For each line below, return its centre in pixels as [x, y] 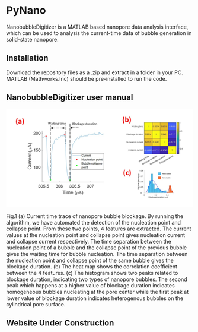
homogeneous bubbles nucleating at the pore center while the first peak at [98, 292]
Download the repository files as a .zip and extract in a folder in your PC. [95, 72]
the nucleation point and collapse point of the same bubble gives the [90, 260]
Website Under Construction [60, 323]
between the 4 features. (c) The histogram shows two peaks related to [92, 273]
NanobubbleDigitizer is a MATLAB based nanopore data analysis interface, [97, 27]
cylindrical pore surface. [36, 304]
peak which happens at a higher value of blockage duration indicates [90, 285]
